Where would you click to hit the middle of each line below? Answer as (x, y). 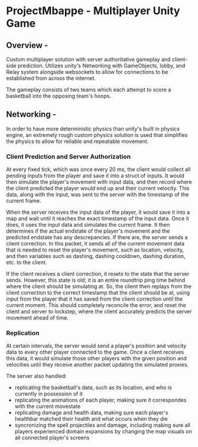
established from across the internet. (51, 78)
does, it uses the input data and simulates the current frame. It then (88, 225)
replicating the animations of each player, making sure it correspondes (100, 400)
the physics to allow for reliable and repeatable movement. (77, 141)
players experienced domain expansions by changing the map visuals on (103, 432)
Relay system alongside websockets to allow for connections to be (87, 72)
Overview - (27, 45)
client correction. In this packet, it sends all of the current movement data (95, 244)
